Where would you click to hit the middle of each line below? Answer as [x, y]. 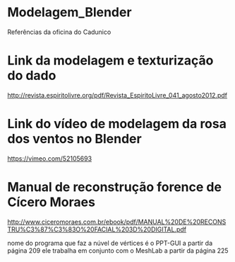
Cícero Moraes [51, 202]
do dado [32, 76]
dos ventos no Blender [75, 139]
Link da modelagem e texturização [110, 61]
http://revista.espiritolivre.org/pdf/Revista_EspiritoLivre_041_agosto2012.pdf [117, 95]
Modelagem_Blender [70, 12]
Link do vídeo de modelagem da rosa [117, 124]
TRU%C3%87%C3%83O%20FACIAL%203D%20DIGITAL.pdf [97, 229]
